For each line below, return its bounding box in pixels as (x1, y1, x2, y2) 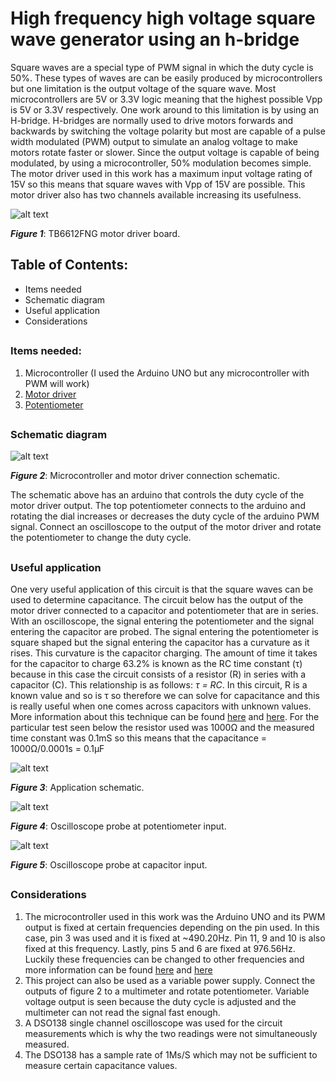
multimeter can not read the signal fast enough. (24, 1006, 221, 1018)
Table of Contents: (10, 257, 129, 274)
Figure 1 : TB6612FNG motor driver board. (10, 227, 181, 239)
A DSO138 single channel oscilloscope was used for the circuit (24, 1017, 283, 1029)
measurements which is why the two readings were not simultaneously (24, 1027, 318, 1039)
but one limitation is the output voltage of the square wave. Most (10, 82, 277, 94)
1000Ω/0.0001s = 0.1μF (10, 743, 105, 755)
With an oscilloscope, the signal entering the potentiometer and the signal (10, 615, 315, 627)
